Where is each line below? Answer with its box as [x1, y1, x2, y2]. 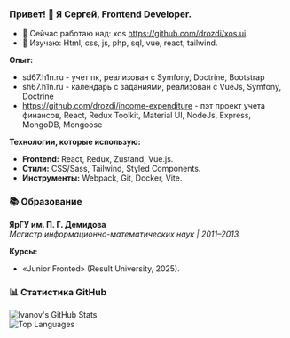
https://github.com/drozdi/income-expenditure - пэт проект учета [21, 101, 266, 111]
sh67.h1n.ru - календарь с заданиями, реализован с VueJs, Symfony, [21, 82, 282, 93]
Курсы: [9, 245, 38, 256]
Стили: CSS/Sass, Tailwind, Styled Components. [21, 164, 201, 174]
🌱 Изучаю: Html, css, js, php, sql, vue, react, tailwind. [21, 37, 218, 48]
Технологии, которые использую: [9, 137, 141, 148]
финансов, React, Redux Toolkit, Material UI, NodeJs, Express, [21, 110, 251, 121]
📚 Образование [9, 196, 82, 208]
